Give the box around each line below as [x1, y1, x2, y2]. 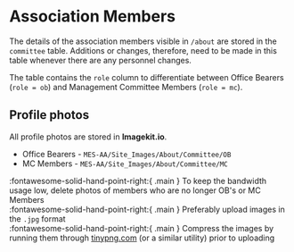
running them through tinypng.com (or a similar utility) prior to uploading [9, 232, 275, 243]
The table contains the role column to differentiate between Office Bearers [9, 71, 284, 82]
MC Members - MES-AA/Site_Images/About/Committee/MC [21, 158, 229, 169]
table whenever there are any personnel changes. [9, 55, 192, 65]
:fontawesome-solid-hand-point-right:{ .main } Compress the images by [9, 223, 274, 233]
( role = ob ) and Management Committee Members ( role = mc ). [9, 81, 243, 92]
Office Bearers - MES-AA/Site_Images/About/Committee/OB [21, 148, 232, 159]
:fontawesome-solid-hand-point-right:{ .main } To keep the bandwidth [9, 175, 267, 186]
